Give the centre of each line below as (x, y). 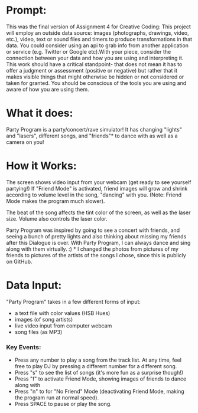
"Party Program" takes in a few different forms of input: (73, 301)
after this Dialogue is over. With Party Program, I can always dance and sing (98, 242)
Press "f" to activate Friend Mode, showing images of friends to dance (100, 379)
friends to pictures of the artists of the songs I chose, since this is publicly (96, 255)
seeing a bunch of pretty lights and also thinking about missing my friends (96, 236)
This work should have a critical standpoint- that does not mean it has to (94, 64)
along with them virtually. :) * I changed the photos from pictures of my (92, 249)
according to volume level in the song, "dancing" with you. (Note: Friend (94, 195)
